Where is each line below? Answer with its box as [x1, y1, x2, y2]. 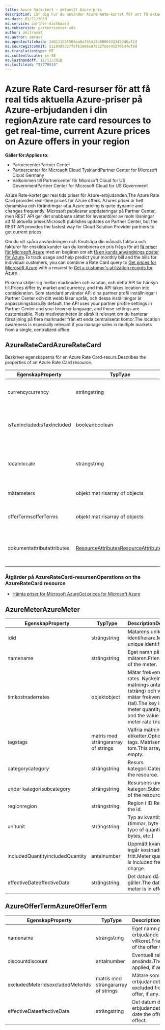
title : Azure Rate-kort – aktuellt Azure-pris [5, 7, 102, 12]
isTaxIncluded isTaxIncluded [7, 421, 71, 428]
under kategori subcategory [7, 785, 71, 792]
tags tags [7, 738, 28, 745]
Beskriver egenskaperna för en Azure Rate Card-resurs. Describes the [5, 354, 146, 360]
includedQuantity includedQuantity [7, 852, 87, 859]
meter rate [127, 718, 152, 725]
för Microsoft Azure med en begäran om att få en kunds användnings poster [5, 249, 159, 255]
